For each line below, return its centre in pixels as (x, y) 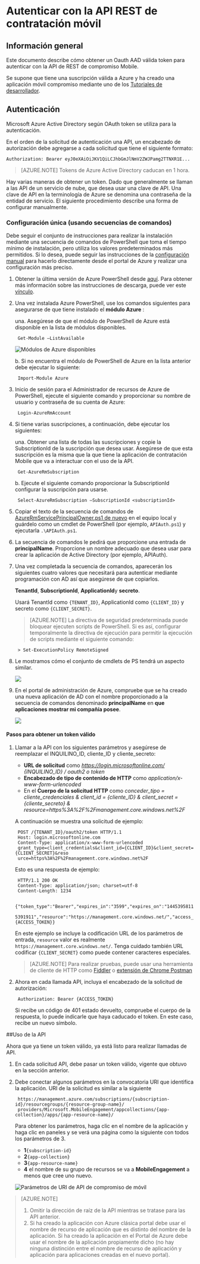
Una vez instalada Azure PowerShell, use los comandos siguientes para (102, 303)
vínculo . (24, 292)
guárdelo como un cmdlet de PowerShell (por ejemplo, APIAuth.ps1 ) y (100, 524)
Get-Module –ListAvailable (51, 339)
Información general (45, 46)
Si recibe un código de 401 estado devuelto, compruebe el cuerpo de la (103, 1010)
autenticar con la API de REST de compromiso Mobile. (72, 66)
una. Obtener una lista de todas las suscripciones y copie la (88, 442)
